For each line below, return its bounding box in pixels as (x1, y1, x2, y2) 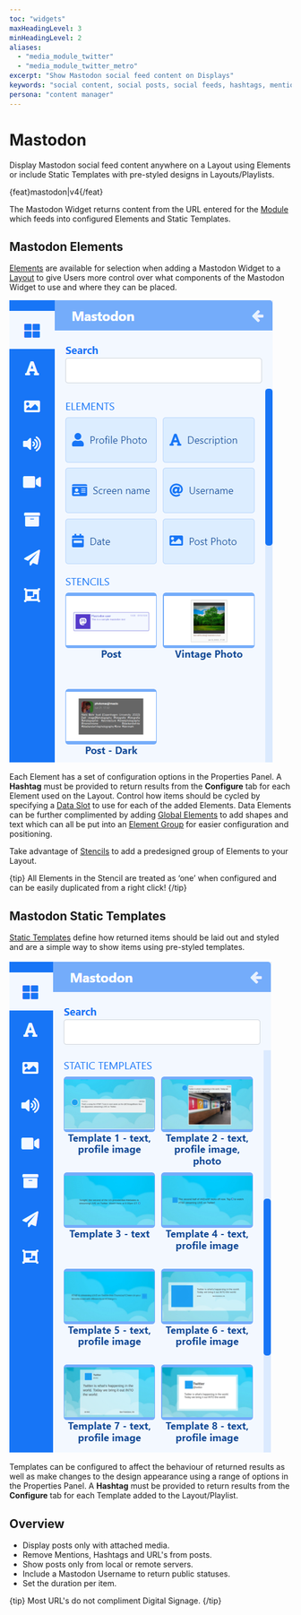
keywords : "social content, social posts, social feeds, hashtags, (9, 81, 267, 90)
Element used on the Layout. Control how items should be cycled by (9, 790, 261, 801)
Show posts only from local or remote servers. (21, 1559, 194, 1569)
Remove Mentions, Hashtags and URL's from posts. (21, 1550, 212, 1559)
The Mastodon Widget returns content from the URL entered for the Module (9, 203, 289, 214)
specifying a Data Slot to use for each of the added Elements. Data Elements (9, 800, 292, 811)
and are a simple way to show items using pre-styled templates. (9, 942, 245, 953)
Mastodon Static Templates (9, 908, 167, 923)
